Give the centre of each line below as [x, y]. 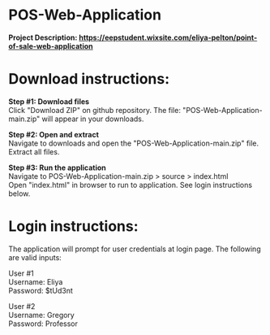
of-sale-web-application [51, 46]
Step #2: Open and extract [54, 134]
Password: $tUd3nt [41, 290]
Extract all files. [34, 151]
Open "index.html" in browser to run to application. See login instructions [131, 185]
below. [19, 194]
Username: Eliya [36, 281]
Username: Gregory [41, 315]
